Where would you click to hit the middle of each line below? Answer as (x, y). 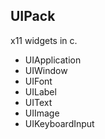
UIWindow (46, 70)
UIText (38, 102)
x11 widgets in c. (44, 40)
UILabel (40, 91)
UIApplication (53, 60)
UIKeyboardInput (59, 123)
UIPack (33, 16)
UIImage (42, 113)
